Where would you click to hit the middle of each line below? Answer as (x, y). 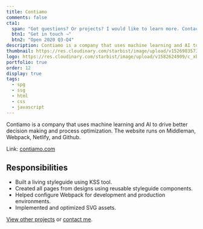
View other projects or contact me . (50, 219)
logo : (13, 57)
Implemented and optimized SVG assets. (66, 208)
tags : (13, 79)
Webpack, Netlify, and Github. (43, 137)
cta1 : (13, 23)
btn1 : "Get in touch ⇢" (41, 34)
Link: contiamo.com (31, 149)
